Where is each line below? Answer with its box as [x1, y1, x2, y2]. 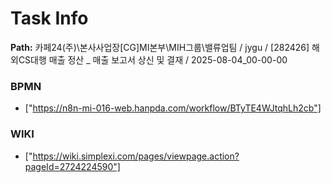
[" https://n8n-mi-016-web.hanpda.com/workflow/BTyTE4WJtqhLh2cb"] [24, 102, 322, 114]
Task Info [10, 7, 89, 30]
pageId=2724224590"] [24, 160, 121, 172]
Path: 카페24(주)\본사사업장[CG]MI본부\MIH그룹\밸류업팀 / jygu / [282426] [10, 41, 310, 53]
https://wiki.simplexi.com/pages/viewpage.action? [32, 150, 240, 162]
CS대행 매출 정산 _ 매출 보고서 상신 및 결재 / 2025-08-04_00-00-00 [18, 53, 288, 66]
